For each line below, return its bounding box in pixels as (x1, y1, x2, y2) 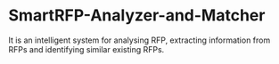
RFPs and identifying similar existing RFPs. (8, 44, 165, 54)
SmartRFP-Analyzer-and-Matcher (8, 5, 266, 26)
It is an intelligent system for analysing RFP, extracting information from (8, 35, 271, 45)
